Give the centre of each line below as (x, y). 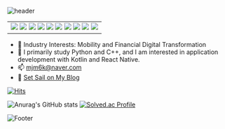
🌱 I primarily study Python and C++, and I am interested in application (118, 52)
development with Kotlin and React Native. (79, 59)
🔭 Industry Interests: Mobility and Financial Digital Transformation (112, 45)
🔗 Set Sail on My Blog (48, 77)
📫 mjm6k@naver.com (49, 67)
